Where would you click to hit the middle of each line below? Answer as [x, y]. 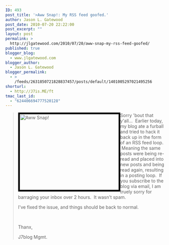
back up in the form [141, 137]
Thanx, [25, 227]
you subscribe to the [142, 181]
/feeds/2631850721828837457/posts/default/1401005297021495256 [83, 82]
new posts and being [142, 164]
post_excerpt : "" [24, 29]
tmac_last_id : [20, 96]
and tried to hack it [140, 132]
